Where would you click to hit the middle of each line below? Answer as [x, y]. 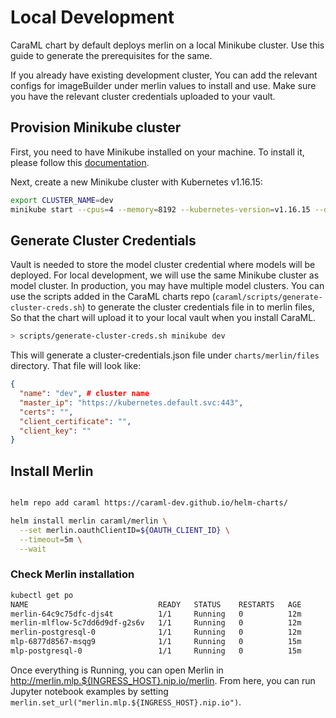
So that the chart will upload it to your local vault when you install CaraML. [163, 318]
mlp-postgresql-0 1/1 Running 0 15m [156, 651]
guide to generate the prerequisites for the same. [111, 55]
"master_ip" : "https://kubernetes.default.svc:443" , [131, 402]
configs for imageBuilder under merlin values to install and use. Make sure [163, 85]
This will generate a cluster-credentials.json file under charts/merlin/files [165, 355]
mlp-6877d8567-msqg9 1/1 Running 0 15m [156, 642]
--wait [33, 549]
